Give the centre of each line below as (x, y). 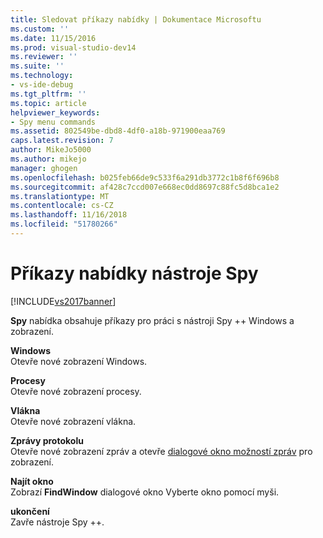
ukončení (30, 511)
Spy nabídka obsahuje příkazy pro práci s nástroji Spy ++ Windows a (152, 320)
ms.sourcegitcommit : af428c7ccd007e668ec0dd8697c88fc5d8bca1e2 (145, 187)
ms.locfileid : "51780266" (64, 224)
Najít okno (32, 481)
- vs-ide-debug (42, 85)
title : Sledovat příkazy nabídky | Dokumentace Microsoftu (136, 19)
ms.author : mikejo (48, 159)
